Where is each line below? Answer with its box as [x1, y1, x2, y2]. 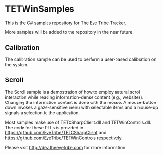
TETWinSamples [5, 3, 75, 15]
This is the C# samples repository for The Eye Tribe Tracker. [5, 20, 126, 26]
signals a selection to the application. [5, 109, 80, 116]
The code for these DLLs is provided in [5, 124, 84, 130]
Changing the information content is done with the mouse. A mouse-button [5, 99, 157, 105]
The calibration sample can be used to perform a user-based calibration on [5, 56, 157, 62]
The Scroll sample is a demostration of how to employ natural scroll [5, 89, 141, 95]
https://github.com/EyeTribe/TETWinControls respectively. [5, 135, 123, 141]
